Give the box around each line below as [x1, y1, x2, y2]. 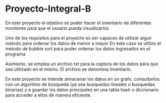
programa [5, 51, 26, 57]
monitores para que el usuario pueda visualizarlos [5, 25, 109, 31]
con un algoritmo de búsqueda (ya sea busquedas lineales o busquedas [5, 81, 155, 87]
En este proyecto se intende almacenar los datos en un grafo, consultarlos [5, 76, 160, 82]
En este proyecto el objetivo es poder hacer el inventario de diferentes [5, 20, 151, 26]
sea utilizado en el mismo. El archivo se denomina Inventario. [5, 66, 132, 72]
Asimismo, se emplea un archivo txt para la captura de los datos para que [5, 61, 158, 67]
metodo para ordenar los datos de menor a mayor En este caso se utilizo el [5, 40, 161, 46]
